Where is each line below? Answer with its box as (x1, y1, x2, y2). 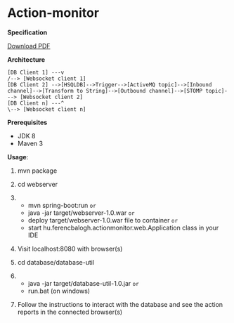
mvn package (17, 166, 58, 175)
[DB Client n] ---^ (7, 100, 65, 107)
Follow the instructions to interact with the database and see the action (17, 300, 223, 308)
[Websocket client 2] (20, 93, 83, 100)
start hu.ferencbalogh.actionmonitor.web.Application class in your (27, 223, 219, 232)
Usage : (7, 152, 29, 161)
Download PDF (7, 41, 51, 50)
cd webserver (17, 180, 58, 188)
